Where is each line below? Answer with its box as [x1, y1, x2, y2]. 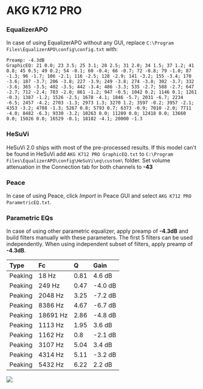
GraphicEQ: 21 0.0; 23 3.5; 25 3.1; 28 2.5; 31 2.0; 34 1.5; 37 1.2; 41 [6, 63, 194, 69]
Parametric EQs [6, 214, 53, 222]
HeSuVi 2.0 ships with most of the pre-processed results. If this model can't [6, 143, 196, 151]
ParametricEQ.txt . [6, 199, 52, 206]
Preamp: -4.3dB [6, 57, 45, 64]
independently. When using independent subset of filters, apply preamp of [6, 241, 193, 248]
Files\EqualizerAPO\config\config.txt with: [6, 46, 119, 53]
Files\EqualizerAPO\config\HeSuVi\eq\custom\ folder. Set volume [6, 156, 171, 164]
